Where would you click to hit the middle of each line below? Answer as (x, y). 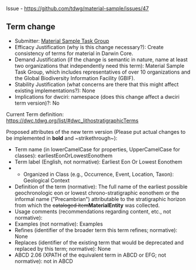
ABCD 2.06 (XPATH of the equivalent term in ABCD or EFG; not (90, 255)
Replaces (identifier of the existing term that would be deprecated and (99, 243)
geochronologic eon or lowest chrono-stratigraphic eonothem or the (97, 193)
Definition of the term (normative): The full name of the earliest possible (101, 186)
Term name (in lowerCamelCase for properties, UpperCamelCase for (97, 149)
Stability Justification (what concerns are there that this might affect (97, 84)
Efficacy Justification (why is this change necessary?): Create (89, 47)
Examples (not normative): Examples (59, 224)
